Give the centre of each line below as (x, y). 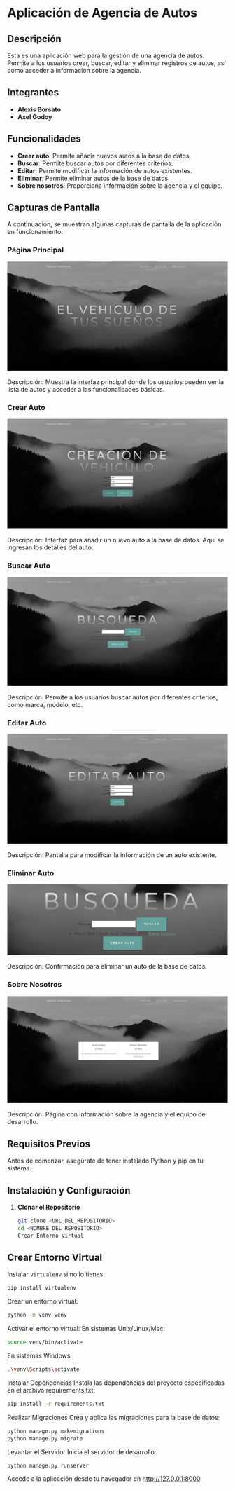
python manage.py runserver (48, 1465)
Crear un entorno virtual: (43, 1301)
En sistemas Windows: (40, 1356)
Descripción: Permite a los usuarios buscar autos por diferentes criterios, (113, 697)
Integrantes (33, 93)
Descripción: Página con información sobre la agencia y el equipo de (107, 1114)
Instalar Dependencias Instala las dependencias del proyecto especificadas (116, 1383)
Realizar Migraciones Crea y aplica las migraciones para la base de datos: (114, 1417)
